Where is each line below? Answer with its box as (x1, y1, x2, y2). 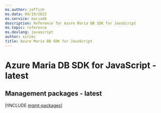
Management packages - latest (5, 90, 102, 98)
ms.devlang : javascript (5, 30, 54, 35)
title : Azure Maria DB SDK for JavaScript (5, 39, 93, 44)
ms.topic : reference (5, 25, 47, 30)
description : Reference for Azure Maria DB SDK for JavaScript (5, 20, 137, 26)
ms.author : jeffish (5, 7, 45, 12)
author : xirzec (5, 35, 36, 39)
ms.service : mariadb (5, 16, 47, 21)
